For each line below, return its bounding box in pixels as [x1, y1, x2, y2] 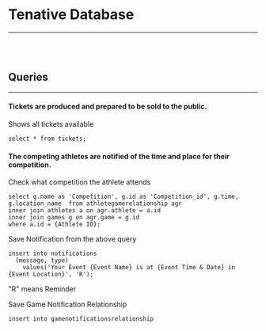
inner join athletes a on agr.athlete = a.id [8, 207, 161, 215]
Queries [8, 70, 49, 84]
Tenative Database [8, 6, 135, 24]
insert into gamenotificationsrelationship [8, 315, 154, 323]
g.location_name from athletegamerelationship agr [8, 200, 182, 207]
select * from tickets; [8, 135, 87, 143]
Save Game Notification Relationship [8, 299, 127, 310]
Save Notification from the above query [8, 234, 137, 244]
